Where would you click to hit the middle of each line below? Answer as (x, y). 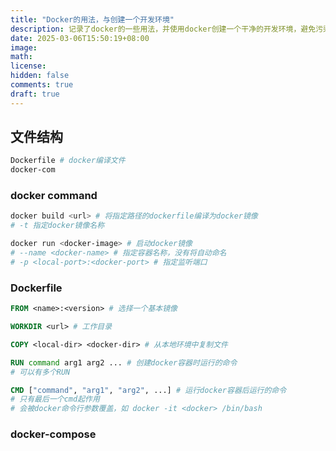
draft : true (35, 94)
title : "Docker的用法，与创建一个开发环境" (92, 19)
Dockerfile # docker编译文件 (68, 161)
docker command (54, 196)
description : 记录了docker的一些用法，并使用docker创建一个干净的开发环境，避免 (163, 29)
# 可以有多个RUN (40, 372)
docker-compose (53, 434)
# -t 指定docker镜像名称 (57, 226)
